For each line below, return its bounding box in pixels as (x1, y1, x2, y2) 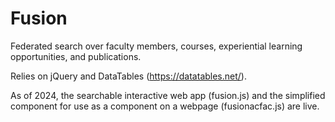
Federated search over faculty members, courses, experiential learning (10, 40, 303, 52)
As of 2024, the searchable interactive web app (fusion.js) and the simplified (10, 89, 326, 101)
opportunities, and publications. (10, 50, 142, 62)
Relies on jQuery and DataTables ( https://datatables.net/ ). (10, 70, 247, 82)
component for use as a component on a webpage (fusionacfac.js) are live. (10, 100, 320, 112)
